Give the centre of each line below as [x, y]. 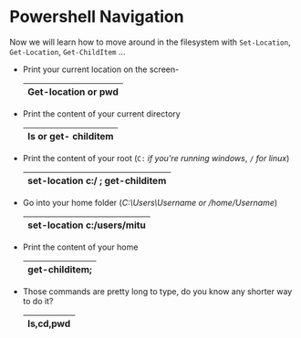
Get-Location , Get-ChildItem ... [67, 51]
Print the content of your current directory [101, 113]
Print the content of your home [80, 247]
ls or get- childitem [70, 136]
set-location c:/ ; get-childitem [97, 180]
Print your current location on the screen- [101, 69]
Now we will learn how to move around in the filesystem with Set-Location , [150, 42]
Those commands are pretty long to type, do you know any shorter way [157, 291]
